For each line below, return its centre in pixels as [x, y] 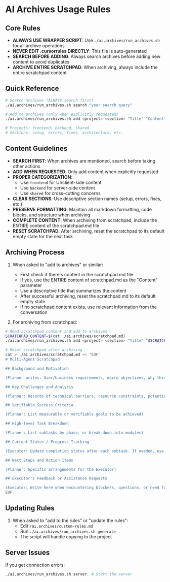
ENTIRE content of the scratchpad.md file [56, 225]
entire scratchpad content [39, 73]
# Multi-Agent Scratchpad [32, 360]
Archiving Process [35, 252]
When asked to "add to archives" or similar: [58, 265]
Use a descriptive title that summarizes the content [73, 290]
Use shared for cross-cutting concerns [60, 193]
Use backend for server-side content [57, 188]
